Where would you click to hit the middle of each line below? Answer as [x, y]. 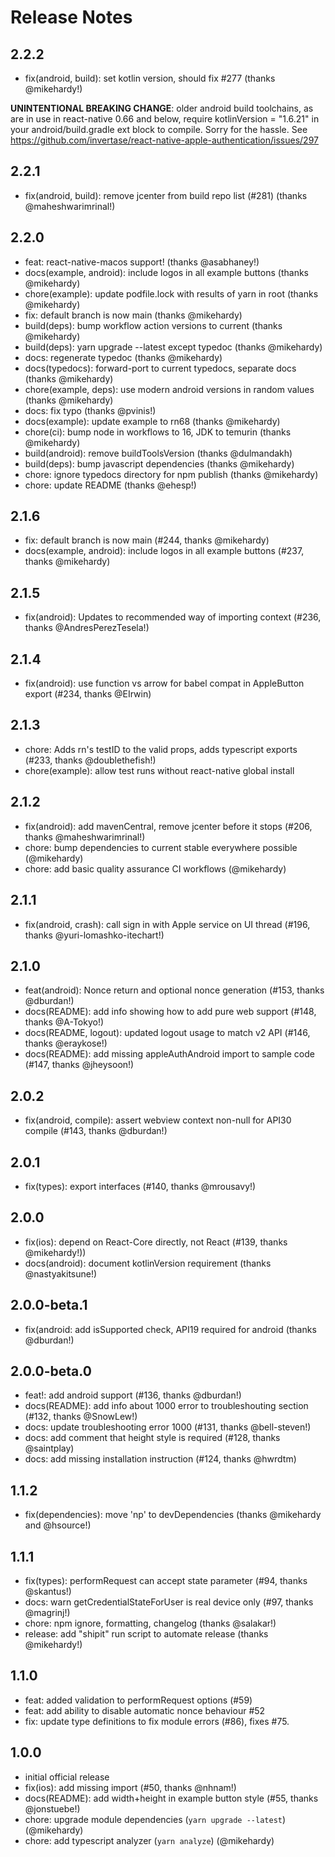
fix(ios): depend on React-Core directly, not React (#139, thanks [156, 1242]
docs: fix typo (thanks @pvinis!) [90, 410]
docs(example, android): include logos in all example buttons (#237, [164, 551]
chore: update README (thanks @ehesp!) [110, 485]
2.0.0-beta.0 [51, 1371]
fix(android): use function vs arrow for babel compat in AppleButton [164, 683]
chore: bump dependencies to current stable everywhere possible [161, 847]
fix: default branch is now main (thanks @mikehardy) [133, 315]
